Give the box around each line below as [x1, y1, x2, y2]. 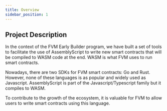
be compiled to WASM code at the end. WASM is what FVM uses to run [5, 54, 153, 60]
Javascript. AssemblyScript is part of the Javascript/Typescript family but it [5, 80, 161, 86]
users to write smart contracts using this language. [5, 100, 110, 106]
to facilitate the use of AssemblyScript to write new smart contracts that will [5, 49, 162, 55]
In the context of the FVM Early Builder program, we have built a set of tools [5, 43, 162, 50]
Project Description [5, 30, 67, 39]
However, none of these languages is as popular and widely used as [5, 74, 146, 80]
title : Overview [5, 7, 39, 12]
